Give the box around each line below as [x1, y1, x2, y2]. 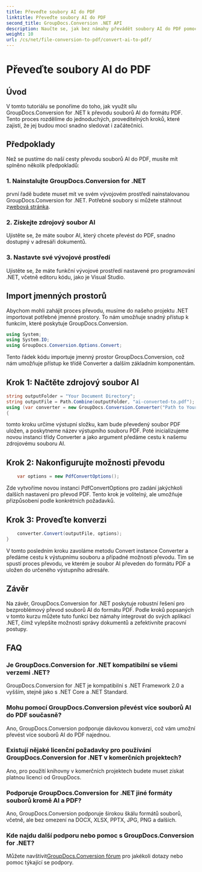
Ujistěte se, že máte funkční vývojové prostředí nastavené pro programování [6, 267, 195, 274]
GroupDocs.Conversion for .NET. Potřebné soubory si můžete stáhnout [6, 197, 182, 204]
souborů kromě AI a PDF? [6, 796, 82, 805]
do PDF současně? [6, 711, 62, 720]
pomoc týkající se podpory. [6, 859, 74, 866]
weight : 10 [6, 31, 34, 37]
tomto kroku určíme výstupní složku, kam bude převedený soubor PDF [6, 421, 181, 428]
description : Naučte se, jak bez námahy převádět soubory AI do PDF [6, 25, 182, 32]
